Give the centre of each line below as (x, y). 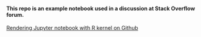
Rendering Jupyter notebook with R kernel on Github (72, 28)
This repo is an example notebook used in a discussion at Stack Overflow (101, 8)
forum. (15, 14)
